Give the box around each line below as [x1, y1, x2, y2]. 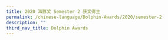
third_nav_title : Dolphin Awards [6, 25, 88, 31]
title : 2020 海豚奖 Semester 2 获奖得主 [6, 8, 101, 15]
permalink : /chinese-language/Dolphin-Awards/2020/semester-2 [6, 14, 162, 20]
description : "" [6, 19, 46, 25]
